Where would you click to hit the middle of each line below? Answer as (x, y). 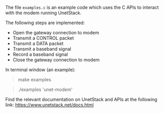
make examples (34, 80)
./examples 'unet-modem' (45, 89)
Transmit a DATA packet (38, 43)
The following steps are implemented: (45, 23)
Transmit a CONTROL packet (43, 38)
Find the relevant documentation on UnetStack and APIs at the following (81, 99)
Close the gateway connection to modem (56, 60)
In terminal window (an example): (40, 70)
